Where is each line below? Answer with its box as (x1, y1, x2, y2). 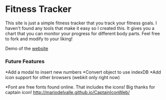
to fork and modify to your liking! (5, 36, 73, 42)
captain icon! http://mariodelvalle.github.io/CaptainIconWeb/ (5, 90, 130, 96)
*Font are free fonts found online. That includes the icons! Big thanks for (5, 84, 155, 90)
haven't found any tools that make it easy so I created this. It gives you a (5, 25, 154, 31)
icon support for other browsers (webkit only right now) (5, 75, 120, 81)
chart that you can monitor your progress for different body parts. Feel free (5, 30, 160, 36)
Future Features (5, 58, 45, 65)
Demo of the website (5, 45, 49, 51)
